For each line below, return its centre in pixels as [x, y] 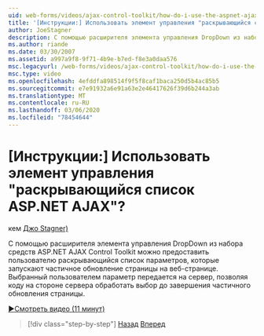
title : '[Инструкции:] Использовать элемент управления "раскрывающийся [130, 23]
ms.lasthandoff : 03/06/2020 [54, 111]
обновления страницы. [47, 293]
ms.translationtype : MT [47, 96]
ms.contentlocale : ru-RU [49, 103]
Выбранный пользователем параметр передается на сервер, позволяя [128, 276]
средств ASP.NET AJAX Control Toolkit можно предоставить [109, 251]
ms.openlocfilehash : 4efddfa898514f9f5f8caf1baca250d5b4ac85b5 [114, 81]
